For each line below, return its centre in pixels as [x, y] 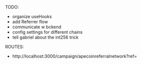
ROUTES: [15, 47]
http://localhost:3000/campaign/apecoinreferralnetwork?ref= [74, 56]
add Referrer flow [30, 22]
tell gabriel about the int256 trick [45, 37]
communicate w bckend [37, 27]
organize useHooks [32, 16]
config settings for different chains [47, 32]
